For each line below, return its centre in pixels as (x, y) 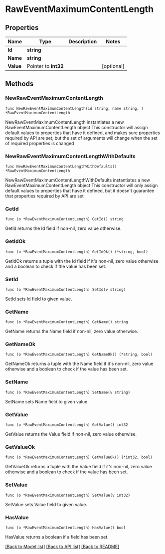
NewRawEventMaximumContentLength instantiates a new (65, 122)
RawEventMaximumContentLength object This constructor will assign (77, 127)
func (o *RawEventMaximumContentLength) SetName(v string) (68, 392)
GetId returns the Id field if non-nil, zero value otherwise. (64, 228)
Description (83, 42)
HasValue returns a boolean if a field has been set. (57, 537)
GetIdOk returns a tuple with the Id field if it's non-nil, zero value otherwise (82, 261)
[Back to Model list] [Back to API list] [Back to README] (62, 547)
